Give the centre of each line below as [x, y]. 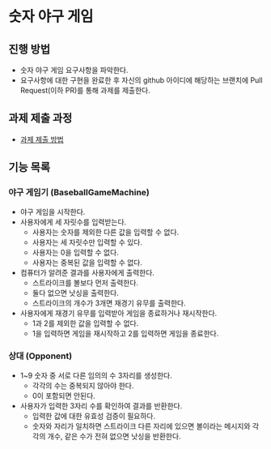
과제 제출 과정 [40, 118]
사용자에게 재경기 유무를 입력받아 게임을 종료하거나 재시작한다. [119, 313]
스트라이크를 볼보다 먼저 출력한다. [85, 282]
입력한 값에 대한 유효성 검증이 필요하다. [94, 416]
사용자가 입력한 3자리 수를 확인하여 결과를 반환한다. [101, 405]
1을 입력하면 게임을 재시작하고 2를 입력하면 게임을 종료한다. [125, 333]
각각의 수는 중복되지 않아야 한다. [83, 385]
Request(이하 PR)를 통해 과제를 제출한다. [85, 90]
